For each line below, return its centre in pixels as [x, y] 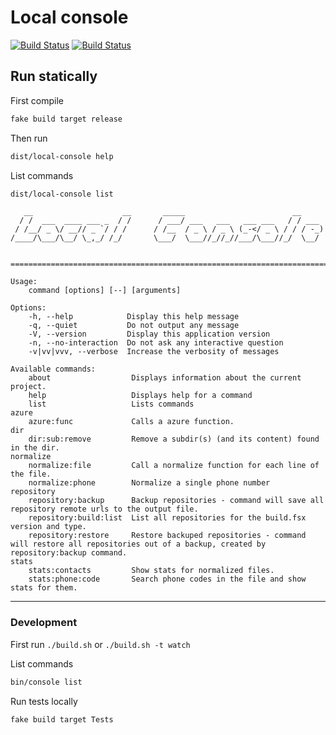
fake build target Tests [62, 719]
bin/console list [46, 682]
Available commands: [53, 369]
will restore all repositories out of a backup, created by [138, 544]
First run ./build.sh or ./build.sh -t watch [100, 644]
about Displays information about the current [165, 378]
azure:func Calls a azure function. [131, 422]
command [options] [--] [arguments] [105, 291]
